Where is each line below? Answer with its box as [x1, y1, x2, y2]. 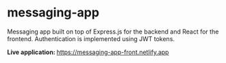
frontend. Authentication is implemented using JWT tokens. [7, 34, 175, 42]
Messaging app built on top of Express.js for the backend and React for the [7, 27, 219, 36]
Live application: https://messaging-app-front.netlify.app [7, 48, 169, 56]
